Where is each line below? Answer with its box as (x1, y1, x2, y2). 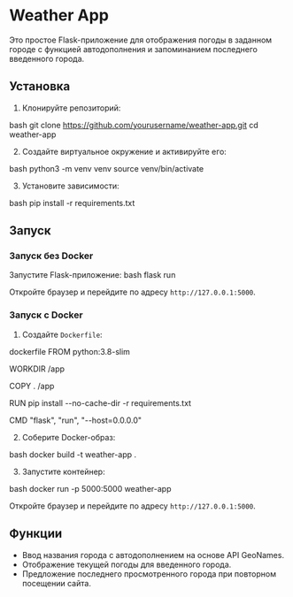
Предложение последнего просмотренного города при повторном (21, 568, 277, 579)
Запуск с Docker (9, 309, 83, 321)
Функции (9, 526, 63, 541)
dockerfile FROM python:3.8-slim (9, 346, 131, 356)
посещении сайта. (21, 578, 91, 588)
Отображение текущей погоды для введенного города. (21, 559, 232, 570)
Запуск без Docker (9, 249, 94, 262)
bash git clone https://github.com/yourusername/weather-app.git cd (9, 119, 258, 130)
